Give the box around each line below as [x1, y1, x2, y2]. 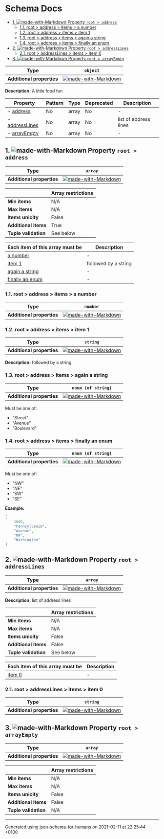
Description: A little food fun [5, 88, 63, 93]
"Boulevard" [12, 425, 37, 431]
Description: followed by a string [5, 360, 72, 365]
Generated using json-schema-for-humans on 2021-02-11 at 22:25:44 [5, 824, 146, 830]
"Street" [12, 414, 29, 421]
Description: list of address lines [5, 597, 71, 603]
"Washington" [14, 538, 41, 543]
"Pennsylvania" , [14, 524, 47, 529]
